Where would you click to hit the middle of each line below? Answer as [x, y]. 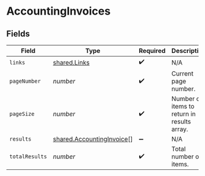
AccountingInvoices [59, 11]
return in [184, 114]
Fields [18, 34]
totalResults [28, 157]
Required [152, 51]
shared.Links [71, 62]
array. [180, 129]
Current [183, 73]
